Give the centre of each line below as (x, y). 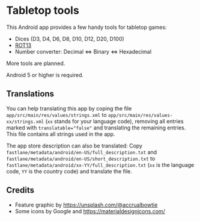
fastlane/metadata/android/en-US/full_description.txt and (82, 152)
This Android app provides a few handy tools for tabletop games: (86, 27)
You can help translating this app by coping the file (69, 108)
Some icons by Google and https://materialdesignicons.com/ (90, 211)
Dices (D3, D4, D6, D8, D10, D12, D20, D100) (69, 39)
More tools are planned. (36, 63)
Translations (30, 94)
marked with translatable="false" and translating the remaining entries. (96, 128)
